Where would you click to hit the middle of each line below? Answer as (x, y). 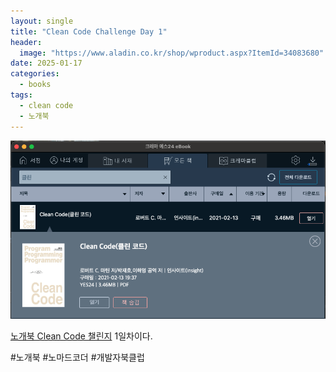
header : (26, 42)
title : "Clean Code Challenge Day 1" (89, 31)
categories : (35, 74)
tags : (21, 95)
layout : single (42, 21)
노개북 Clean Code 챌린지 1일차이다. (81, 336)
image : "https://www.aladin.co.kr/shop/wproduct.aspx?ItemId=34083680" (172, 53)
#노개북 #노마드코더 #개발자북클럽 (77, 357)
